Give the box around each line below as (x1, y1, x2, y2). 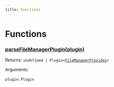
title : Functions (5, 7, 41, 12)
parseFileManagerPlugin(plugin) (5, 46, 85, 53)
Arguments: (5, 67, 29, 73)
